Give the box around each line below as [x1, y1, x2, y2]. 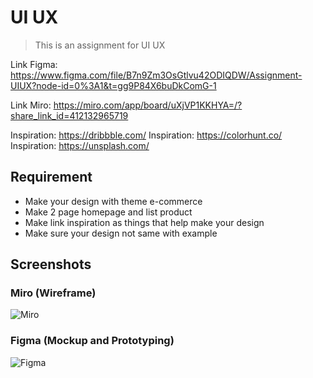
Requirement [10, 169, 93, 186]
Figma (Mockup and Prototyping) [10, 334, 175, 348]
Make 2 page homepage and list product [24, 206, 193, 218]
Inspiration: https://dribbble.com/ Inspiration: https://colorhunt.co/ [10, 129, 283, 141]
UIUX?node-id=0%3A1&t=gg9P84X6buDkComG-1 [10, 79, 217, 91]
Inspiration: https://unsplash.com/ [10, 139, 150, 151]
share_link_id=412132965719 [10, 109, 129, 121]
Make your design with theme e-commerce [24, 195, 203, 207]
